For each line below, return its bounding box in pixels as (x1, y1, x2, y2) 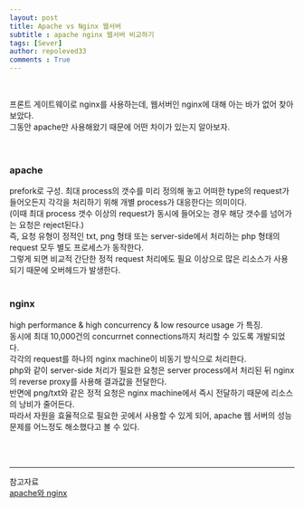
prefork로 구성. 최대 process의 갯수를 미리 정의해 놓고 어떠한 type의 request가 (9, 186, 290, 196)
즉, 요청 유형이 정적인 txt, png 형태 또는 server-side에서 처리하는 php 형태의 (9, 231, 280, 242)
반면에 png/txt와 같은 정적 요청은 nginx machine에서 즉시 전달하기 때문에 (9, 387, 270, 398)
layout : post (9, 13, 59, 23)
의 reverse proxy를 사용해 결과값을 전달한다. (9, 376, 167, 387)
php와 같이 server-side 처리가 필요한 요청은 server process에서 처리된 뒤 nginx (9, 364, 295, 376)
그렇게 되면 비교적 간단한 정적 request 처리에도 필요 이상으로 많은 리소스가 (9, 253, 272, 264)
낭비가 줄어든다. (18, 398, 75, 409)
